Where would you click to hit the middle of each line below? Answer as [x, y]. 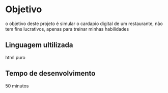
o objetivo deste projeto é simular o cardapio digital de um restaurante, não [84, 24]
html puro [15, 57]
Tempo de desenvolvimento [50, 73]
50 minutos [17, 86]
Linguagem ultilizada [39, 45]
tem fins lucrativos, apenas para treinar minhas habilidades [67, 29]
